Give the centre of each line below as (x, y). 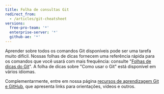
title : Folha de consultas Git (37, 10)
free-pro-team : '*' (29, 28)
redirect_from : (21, 14)
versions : (15, 23)
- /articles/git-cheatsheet (38, 19)
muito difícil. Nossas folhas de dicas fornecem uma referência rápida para (80, 56)
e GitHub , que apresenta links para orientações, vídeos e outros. (70, 86)
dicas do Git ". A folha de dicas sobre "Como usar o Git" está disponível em (81, 66)
